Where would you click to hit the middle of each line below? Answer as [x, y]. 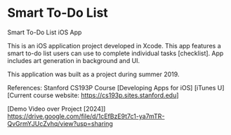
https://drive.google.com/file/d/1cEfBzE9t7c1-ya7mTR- [86, 116]
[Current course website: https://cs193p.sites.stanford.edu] [93, 95]
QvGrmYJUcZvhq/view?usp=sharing [60, 123]
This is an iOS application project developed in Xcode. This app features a [114, 45]
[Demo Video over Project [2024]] [57, 108]
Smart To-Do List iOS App [45, 32]
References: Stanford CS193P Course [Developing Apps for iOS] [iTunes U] [116, 87]
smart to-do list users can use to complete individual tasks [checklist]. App [115, 53]
